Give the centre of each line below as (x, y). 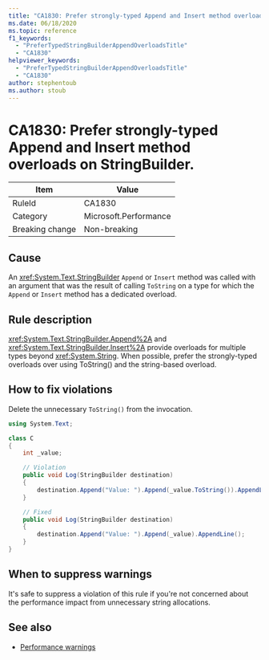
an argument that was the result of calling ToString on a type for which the (131, 286)
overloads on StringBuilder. (101, 164)
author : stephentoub (43, 83)
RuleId (24, 203)
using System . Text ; (41, 424)
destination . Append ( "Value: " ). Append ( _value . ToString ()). (138, 490)
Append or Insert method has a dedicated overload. (93, 295)
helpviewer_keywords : (44, 61)
